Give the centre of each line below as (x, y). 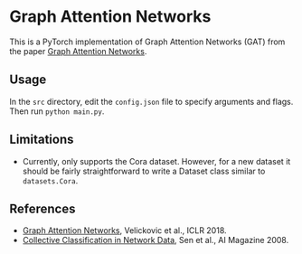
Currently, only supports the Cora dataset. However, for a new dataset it (156, 161)
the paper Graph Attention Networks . (78, 51)
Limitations (42, 140)
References (42, 208)
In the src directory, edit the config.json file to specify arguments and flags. (151, 101)
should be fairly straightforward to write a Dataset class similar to (144, 171)
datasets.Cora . (50, 180)
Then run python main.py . (57, 111)
